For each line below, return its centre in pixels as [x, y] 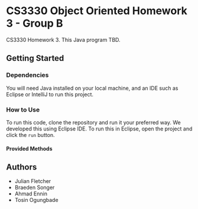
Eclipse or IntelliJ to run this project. [50, 94]
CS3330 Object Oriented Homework [97, 11]
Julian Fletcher [33, 181]
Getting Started [35, 58]
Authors [22, 167]
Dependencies [27, 75]
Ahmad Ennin [31, 194]
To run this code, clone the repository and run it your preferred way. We [94, 122]
